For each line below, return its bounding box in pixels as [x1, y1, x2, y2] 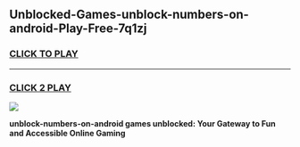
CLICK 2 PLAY [9, 81, 71, 94]
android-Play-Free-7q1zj [9, 21, 147, 37]
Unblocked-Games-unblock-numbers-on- [9, 7, 250, 22]
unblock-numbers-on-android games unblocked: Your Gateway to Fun [9, 118, 277, 128]
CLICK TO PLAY [9, 48, 79, 61]
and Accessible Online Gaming [9, 127, 126, 138]
